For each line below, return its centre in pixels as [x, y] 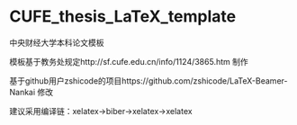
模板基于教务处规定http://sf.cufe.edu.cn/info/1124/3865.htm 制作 [129, 61]
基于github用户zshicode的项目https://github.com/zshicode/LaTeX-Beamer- [148, 80]
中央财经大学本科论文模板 [57, 42]
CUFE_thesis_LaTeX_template [123, 17]
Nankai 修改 [31, 92]
